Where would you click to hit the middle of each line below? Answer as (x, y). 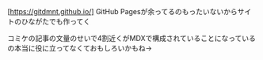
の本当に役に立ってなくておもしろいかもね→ (80, 48)
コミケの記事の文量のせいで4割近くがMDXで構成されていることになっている (132, 38)
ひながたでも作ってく (55, 21)
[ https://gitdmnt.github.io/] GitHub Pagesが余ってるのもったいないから (123, 11)
